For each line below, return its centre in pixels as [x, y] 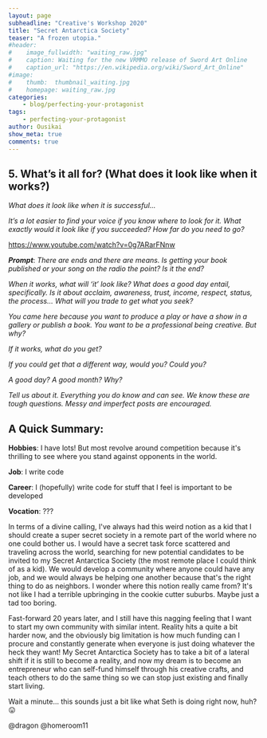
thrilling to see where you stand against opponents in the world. [113, 457]
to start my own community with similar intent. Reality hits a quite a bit [123, 627]
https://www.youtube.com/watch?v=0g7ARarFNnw [92, 245]
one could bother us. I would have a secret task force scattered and [120, 544]
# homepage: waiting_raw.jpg [62, 90]
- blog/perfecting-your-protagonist [84, 104]
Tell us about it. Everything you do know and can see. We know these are [129, 395]
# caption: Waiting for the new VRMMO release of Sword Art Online [128, 61]
